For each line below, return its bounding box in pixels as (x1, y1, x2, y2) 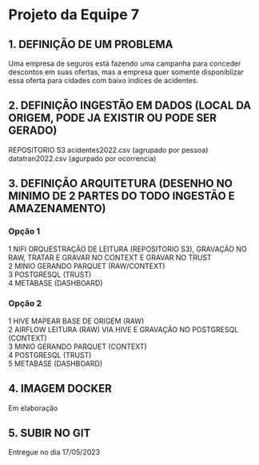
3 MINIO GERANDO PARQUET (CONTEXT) (8, 342, 148, 351)
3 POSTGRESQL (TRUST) (8, 270, 92, 279)
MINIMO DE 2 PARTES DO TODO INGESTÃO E (8, 190, 236, 203)
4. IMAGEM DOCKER (8, 382, 112, 395)
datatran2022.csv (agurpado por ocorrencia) (8, 154, 157, 163)
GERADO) (8, 124, 58, 138)
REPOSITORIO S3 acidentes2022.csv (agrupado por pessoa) (8, 145, 209, 154)
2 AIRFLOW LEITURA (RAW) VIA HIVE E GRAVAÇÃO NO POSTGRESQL (8, 324, 239, 334)
